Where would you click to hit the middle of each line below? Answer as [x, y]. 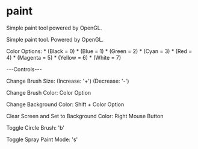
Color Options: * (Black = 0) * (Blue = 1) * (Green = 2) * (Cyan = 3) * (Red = [99, 51]
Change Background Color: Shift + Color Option [65, 104]
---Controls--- [24, 69]
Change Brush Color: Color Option [49, 92]
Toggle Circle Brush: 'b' [36, 127]
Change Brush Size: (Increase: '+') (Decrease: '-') [68, 81]
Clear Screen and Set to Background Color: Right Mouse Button [85, 116]
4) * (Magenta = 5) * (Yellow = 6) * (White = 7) [64, 57]
